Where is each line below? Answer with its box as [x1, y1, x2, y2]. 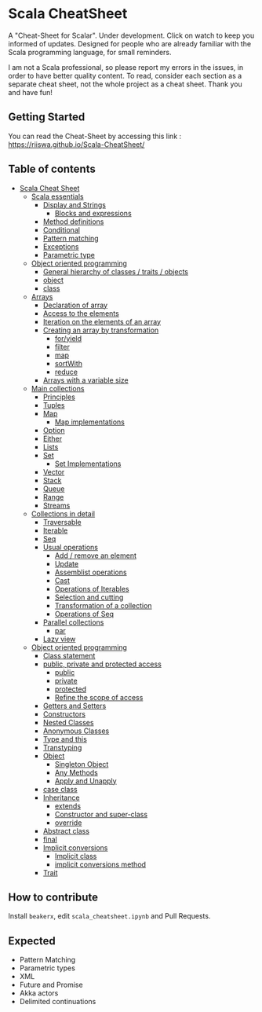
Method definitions [42, 217, 104, 226]
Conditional [42, 225, 81, 234]
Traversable [42, 517, 82, 526]
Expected [8, 934, 56, 948]
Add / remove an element [54, 551, 137, 560]
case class [42, 784, 78, 794]
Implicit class [54, 851, 97, 860]
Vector [42, 467, 65, 476]
